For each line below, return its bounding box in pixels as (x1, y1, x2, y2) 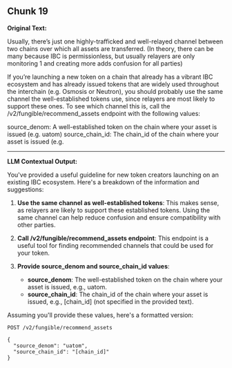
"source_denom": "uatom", (13, 342, 88, 349)
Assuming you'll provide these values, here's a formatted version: (7, 311, 194, 319)
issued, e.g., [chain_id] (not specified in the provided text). (27, 297, 194, 306)
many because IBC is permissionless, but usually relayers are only (7, 52, 195, 60)
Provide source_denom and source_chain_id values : (17, 262, 170, 270)
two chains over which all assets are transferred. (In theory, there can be (7, 44, 214, 52)
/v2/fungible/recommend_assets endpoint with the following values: (7, 109, 200, 117)
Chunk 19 (7, 6, 48, 17)
